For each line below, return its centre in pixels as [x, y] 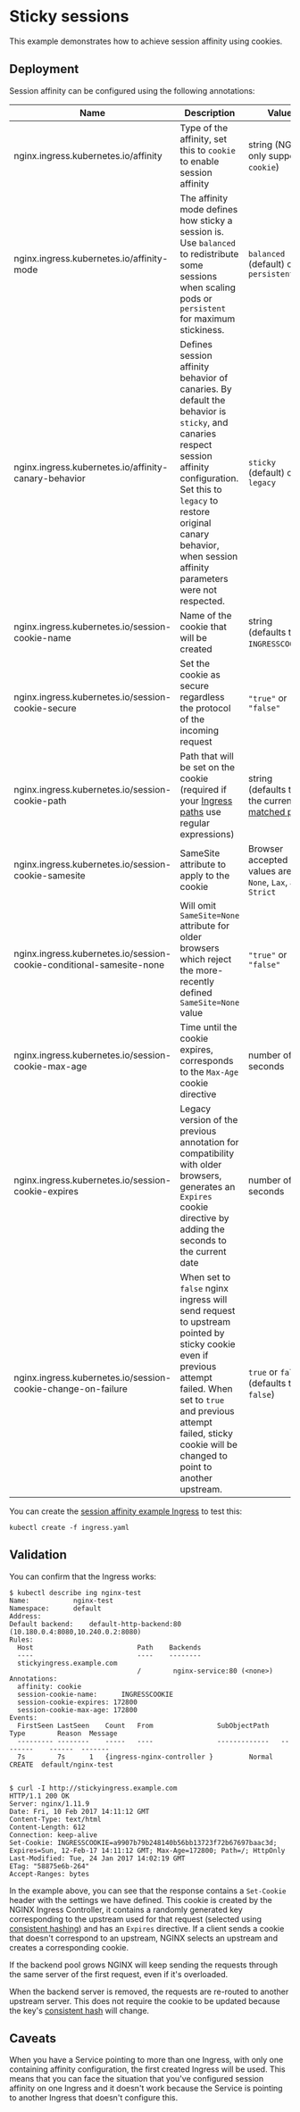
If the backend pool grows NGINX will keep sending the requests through [144, 1965]
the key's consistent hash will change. [79, 2010]
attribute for [205, 926]
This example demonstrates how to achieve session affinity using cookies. [146, 41]
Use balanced [208, 243]
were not [198, 589]
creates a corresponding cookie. [69, 1947]
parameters [204, 578]
